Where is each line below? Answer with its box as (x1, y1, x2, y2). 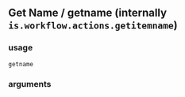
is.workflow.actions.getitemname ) (8, 19, 178, 32)
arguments (8, 78, 52, 89)
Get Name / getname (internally (8, 6, 168, 20)
